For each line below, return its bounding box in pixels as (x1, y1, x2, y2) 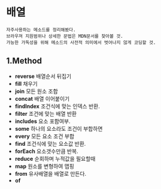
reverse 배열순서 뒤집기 (14, 73, 72, 80)
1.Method (6, 56, 42, 66)
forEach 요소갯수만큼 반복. (14, 148, 79, 155)
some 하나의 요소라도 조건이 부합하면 (14, 125, 103, 132)
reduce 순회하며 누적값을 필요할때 (14, 155, 96, 162)
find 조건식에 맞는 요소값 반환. (14, 140, 86, 147)
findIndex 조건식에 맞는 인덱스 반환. (14, 103, 100, 110)
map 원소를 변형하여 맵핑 (14, 163, 75, 170)
